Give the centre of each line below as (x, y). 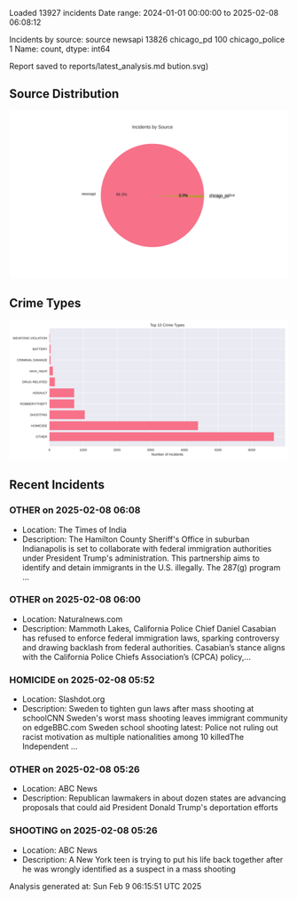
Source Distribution (64, 94)
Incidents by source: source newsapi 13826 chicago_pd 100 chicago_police (147, 40)
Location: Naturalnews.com (72, 619)
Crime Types (45, 303)
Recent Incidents (57, 485)
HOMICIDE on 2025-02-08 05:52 (82, 680)
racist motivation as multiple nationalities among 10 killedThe (133, 737)
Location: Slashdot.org (63, 699)
